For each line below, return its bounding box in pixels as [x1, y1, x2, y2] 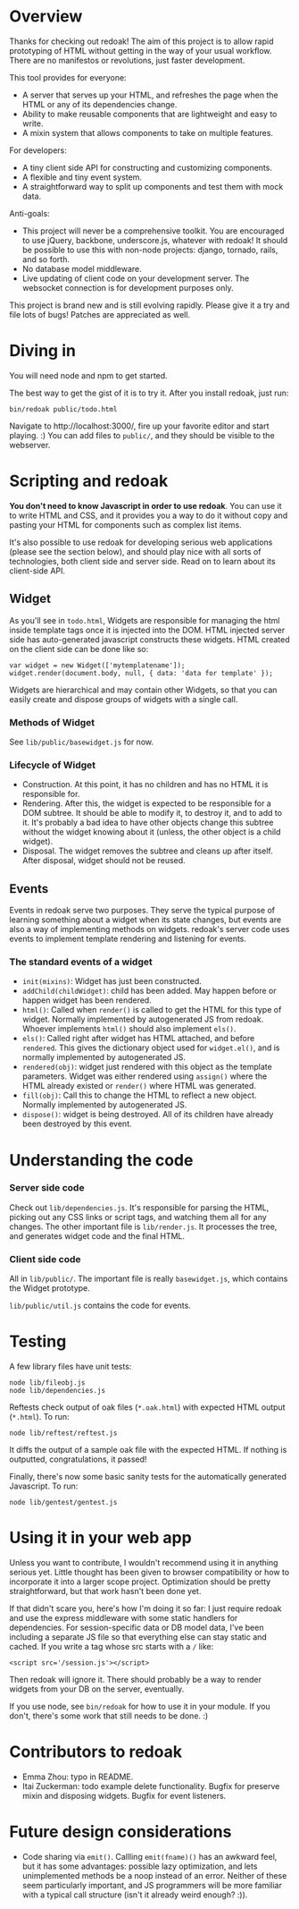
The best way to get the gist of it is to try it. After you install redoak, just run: [9, 387, 289, 398]
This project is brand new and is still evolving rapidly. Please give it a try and [9, 300, 290, 310]
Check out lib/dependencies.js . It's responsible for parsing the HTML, [9, 1201, 270, 1213]
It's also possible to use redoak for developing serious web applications [9, 537, 273, 547]
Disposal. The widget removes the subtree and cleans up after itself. [21, 845, 274, 856]
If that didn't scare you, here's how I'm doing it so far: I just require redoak [9, 1603, 282, 1614]
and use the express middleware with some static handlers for [9, 1612, 238, 1623]
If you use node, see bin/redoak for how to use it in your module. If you [9, 1701, 270, 1711]
